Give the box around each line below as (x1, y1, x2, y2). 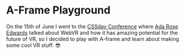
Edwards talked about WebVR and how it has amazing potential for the (6, 29, 178, 36)
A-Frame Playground (6, 4, 111, 17)
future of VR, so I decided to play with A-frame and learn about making (6, 35, 180, 42)
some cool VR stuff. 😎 (6, 42, 61, 49)
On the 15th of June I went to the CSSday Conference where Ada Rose (6, 23, 178, 30)
